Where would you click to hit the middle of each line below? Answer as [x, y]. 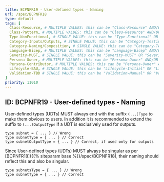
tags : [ [13, 23]
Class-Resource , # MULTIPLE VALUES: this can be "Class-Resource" [78, 28]
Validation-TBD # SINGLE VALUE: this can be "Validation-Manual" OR [81, 73]
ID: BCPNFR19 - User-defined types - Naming [75, 102]
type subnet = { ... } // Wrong [38, 133]
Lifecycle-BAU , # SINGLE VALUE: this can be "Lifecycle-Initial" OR [81, 69]
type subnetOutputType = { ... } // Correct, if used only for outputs [79, 142]
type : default [20, 19]
